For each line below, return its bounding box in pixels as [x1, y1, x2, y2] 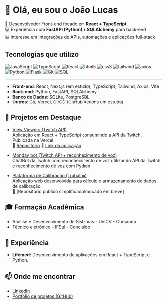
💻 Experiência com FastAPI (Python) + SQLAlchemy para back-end [5, 26, 146, 32]
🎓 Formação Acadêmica [5, 203, 84, 211]
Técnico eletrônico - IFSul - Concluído [12, 224, 90, 230]
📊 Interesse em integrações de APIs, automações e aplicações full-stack [5, 34, 155, 40]
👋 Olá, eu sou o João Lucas [5, 4, 118, 16]
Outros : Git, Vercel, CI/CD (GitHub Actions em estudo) [12, 99, 124, 105]
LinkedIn [12, 288, 30, 294]
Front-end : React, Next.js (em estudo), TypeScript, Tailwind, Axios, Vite [12, 83, 159, 89]
